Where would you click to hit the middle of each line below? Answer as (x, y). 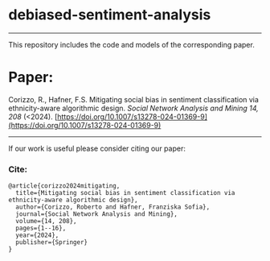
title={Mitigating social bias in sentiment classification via (125, 193)
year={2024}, (37, 235)
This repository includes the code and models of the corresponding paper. (131, 44)
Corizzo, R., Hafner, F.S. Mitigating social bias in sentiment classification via (134, 99)
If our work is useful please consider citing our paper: (97, 148)
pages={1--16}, (41, 228)
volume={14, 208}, (47, 222)
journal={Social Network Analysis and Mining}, (97, 214)
